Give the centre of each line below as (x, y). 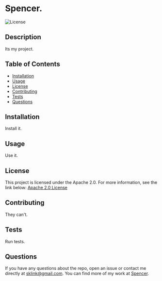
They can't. (16, 215)
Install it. (13, 129)
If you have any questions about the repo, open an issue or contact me (76, 268)
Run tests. (15, 241)
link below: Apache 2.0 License (36, 188)
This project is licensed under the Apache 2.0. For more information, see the (81, 182)
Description (23, 37)
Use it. (11, 155)
